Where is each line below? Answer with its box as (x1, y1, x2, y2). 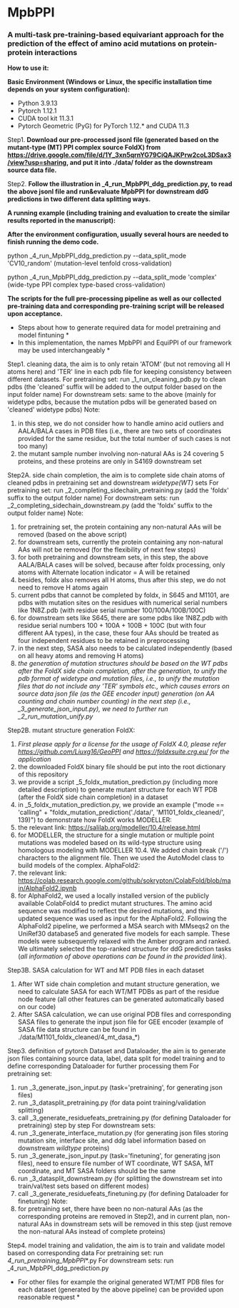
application (17, 755, 51, 764)
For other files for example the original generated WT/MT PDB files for (17, 1278, 225, 1287)
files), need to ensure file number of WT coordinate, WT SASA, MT (17, 1159, 214, 1167)
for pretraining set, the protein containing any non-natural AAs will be (17, 522, 222, 532)
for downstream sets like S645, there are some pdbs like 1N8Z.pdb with (17, 614, 228, 622)
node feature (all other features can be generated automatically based (17, 995, 225, 1003)
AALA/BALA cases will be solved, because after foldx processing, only (17, 561, 225, 569)
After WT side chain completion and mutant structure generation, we (17, 980, 220, 988)
